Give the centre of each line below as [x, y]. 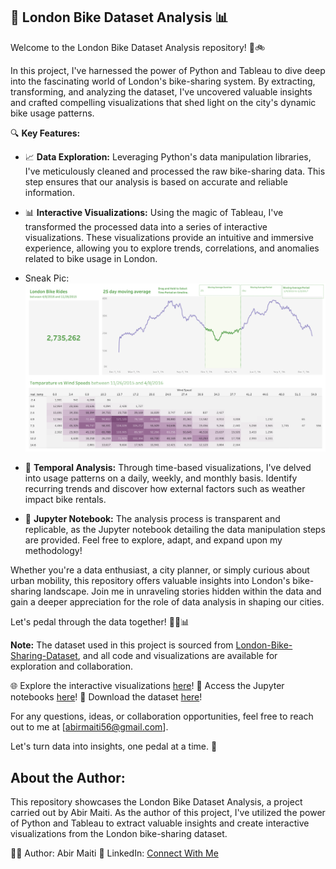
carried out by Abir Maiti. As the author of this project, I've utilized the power [168, 813]
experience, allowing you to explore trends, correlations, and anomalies [172, 248]
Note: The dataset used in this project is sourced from [122, 645]
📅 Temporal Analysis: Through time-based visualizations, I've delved [168, 468]
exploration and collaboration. [71, 666]
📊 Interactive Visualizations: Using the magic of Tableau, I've [154, 212]
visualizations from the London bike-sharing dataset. [119, 834]
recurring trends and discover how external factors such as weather [165, 489]
